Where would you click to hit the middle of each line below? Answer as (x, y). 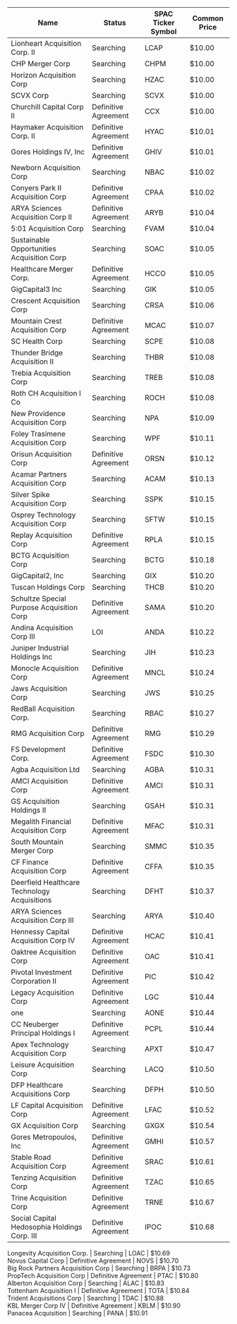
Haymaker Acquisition (47, 127)
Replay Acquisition (42, 535)
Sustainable (30, 240)
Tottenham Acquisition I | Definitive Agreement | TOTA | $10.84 (98, 1291)
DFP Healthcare (37, 1085)
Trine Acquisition (39, 1198)
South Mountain (37, 842)
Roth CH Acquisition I (46, 393)
